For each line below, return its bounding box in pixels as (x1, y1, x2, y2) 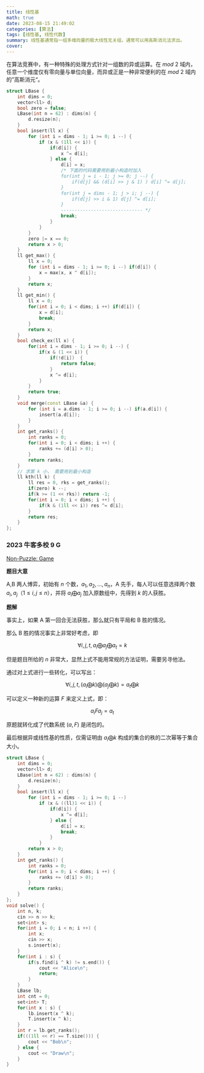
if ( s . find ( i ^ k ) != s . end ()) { (28, 959, 111, 966)
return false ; (60, 360, 97, 366)
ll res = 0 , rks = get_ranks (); (28, 480, 111, 486)
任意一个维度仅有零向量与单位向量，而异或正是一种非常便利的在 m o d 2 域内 (6, 68, 196, 75)
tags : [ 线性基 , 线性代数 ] (6, 32, 66, 38)
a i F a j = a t (90, 707, 114, 716)
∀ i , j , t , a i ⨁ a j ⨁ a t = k (77, 642, 127, 650)
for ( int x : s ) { (17, 1005, 62, 1011)
